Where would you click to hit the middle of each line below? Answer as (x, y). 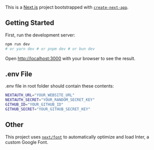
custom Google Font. (27, 142)
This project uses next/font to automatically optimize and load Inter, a (77, 136)
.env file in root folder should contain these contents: (59, 86)
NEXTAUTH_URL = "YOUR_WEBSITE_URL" (40, 95)
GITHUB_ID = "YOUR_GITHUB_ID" (34, 104)
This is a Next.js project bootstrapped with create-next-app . (67, 7)
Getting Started (30, 23)
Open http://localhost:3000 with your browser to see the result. (70, 58)
